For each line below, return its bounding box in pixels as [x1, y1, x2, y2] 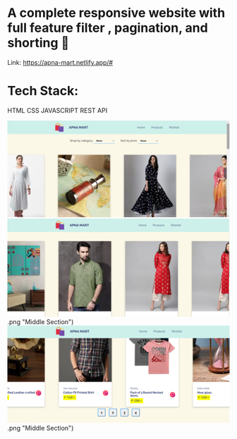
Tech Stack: [7, 83, 79, 99]
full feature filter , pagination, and [7, 20, 208, 36]
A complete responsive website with [7, 5, 226, 21]
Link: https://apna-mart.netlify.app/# [7, 58, 114, 66]
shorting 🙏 [7, 35, 70, 51]
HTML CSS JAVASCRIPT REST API [7, 106, 108, 114]
